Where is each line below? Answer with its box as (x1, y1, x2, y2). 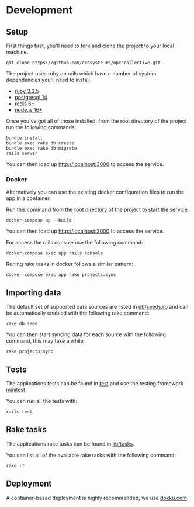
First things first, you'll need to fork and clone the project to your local (6, 42, 174, 49)
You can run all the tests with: (6, 397, 78, 404)
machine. (6, 49, 29, 56)
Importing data (6, 288, 61, 298)
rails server (6, 150, 38, 156)
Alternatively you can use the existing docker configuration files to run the (6, 188, 185, 196)
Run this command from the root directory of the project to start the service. (6, 206, 189, 213)
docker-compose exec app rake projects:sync (6, 272, 116, 278)
